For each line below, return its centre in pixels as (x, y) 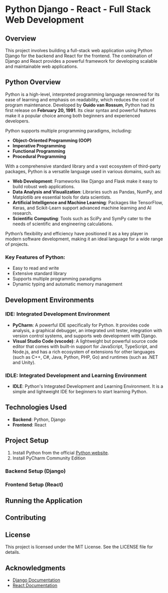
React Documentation (35, 585)
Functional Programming (39, 151)
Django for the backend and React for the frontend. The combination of (79, 56)
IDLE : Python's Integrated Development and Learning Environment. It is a (88, 386)
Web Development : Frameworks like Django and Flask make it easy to (85, 181)
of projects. (17, 244)
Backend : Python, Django (39, 419)
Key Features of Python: (35, 257)
